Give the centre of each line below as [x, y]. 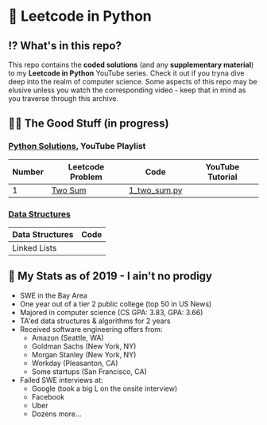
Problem [87, 177]
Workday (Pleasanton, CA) [75, 363]
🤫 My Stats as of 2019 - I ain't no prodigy [110, 277]
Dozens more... [56, 414]
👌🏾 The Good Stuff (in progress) [89, 124]
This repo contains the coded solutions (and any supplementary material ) [131, 64]
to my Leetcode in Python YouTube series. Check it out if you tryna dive [126, 73]
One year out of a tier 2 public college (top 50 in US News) [116, 304]
